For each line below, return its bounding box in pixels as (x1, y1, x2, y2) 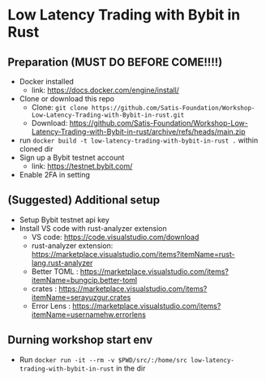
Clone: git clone (31, 103, 88, 112)
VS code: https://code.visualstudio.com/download (31, 232, 199, 242)
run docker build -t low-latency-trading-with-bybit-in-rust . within (19, 135, 259, 145)
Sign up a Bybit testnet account (19, 152, 125, 162)
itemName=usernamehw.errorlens (31, 310, 147, 319)
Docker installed (19, 77, 75, 86)
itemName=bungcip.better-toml (31, 275, 138, 285)
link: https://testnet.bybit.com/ (31, 161, 133, 171)
